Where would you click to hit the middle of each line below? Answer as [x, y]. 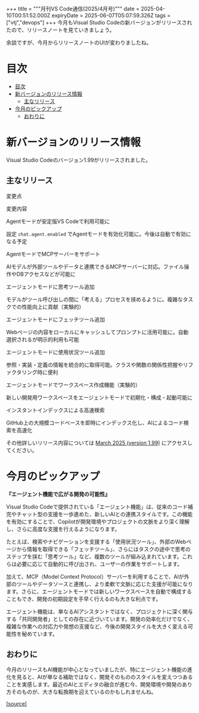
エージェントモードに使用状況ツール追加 [56, 352]
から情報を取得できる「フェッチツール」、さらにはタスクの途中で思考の [104, 549]
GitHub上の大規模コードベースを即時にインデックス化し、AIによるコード [95, 423]
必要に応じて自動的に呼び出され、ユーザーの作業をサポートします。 [99, 564]
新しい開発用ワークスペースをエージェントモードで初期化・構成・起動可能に [99, 397]
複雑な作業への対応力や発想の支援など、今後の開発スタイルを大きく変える [97, 626]
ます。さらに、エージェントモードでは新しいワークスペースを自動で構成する [99, 591]
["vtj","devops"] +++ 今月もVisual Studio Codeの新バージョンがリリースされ [99, 22]
